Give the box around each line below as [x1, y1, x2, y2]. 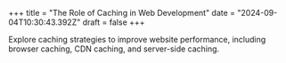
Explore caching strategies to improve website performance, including [8, 35, 266, 44]
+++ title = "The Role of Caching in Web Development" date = [8, 8, 236, 18]
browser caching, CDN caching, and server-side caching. [8, 43, 220, 54]
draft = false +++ [82, 17, 145, 28]
